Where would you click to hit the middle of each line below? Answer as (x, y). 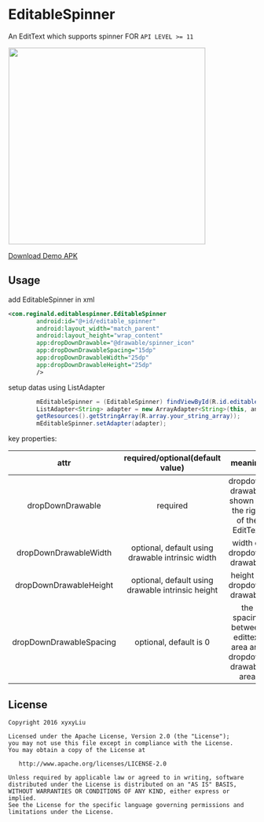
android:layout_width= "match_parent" (98, 328)
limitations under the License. (61, 812)
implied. (22, 798)
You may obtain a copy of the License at (77, 750)
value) (172, 468)
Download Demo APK (43, 255)
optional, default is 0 (172, 642)
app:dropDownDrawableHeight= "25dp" (95, 365)
